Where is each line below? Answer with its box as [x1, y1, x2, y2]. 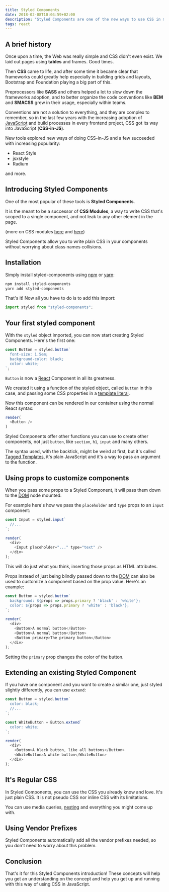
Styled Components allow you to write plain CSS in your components [5, 238, 148, 244]
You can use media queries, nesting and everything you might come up [5, 804, 153, 810]
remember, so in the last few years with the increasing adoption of [5, 115, 142, 121]
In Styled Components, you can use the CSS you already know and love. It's [5, 789, 163, 795]
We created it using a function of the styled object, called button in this [5, 385, 152, 391]
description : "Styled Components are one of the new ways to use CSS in [5, 17, 161, 22]
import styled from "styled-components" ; [5, 305, 94, 310]
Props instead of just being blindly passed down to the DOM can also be [5, 573, 155, 579]
